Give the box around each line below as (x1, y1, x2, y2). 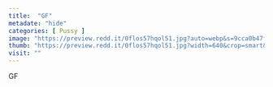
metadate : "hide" (8, 19, 67, 27)
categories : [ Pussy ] (8, 27, 85, 35)
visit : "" (8, 49, 42, 57)
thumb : (8, 42, 31, 50)
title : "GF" (8, 11, 53, 20)
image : (8, 34, 31, 43)
